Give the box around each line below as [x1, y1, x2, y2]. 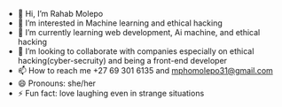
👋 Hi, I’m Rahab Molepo [17, 9, 104, 19]
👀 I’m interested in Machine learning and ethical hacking [17, 18, 223, 28]
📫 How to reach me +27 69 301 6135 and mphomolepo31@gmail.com [17, 65, 273, 75]
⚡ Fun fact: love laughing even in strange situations [17, 88, 205, 98]
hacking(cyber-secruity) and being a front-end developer [17, 56, 228, 65]
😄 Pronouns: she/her [17, 78, 96, 88]
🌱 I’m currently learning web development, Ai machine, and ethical [17, 27, 261, 37]
